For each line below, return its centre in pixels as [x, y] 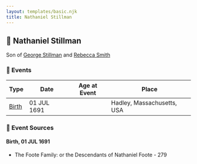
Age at [88, 85]
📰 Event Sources [30, 128]
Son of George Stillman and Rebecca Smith [58, 55]
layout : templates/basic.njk [42, 11]
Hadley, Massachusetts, [144, 102]
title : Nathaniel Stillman [39, 17]
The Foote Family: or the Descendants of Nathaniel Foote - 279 [91, 155]
